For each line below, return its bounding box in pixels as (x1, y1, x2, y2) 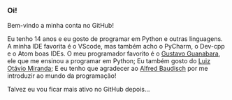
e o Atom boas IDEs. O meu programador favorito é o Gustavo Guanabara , (7, 49, 221, 58)
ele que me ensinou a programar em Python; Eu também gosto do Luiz (7, 57, 211, 65)
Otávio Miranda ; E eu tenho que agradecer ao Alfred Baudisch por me (7, 65, 208, 73)
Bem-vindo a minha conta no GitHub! (7, 22, 114, 30)
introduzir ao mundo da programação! (7, 72, 117, 80)
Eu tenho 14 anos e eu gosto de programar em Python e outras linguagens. (7, 35, 223, 43)
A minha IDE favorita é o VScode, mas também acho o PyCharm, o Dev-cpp (7, 42, 225, 51)
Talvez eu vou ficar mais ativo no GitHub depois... (7, 85, 150, 94)
